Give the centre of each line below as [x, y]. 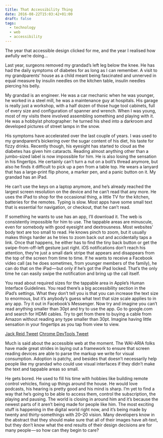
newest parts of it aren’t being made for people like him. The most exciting [80, 404]
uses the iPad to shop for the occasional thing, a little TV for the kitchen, [77, 197]
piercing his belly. [23, 86]
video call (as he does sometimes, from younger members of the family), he [81, 263]
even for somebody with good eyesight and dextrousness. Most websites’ [79, 227]
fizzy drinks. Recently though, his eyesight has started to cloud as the [75, 146]
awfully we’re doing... [27, 55]
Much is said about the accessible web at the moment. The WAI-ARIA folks [80, 343]
